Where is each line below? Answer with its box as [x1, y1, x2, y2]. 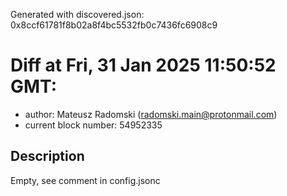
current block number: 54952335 [24, 119, 163, 131]
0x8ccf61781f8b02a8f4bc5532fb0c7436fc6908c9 [10, 19, 218, 31]
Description [10, 148, 85, 165]
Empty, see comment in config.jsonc [10, 174, 161, 186]
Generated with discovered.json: [10, 9, 145, 20]
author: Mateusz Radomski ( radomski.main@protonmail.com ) [24, 108, 278, 120]
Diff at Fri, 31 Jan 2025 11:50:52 [10, 54, 277, 77]
